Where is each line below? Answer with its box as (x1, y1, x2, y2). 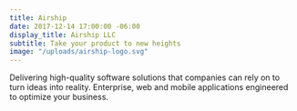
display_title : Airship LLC (9, 30, 117, 39)
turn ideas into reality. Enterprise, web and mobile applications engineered (9, 82, 289, 93)
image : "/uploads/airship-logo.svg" (9, 47, 148, 56)
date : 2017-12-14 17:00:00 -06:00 (9, 22, 141, 31)
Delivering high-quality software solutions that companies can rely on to (9, 72, 281, 83)
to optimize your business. (9, 92, 109, 103)
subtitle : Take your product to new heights (9, 38, 181, 48)
